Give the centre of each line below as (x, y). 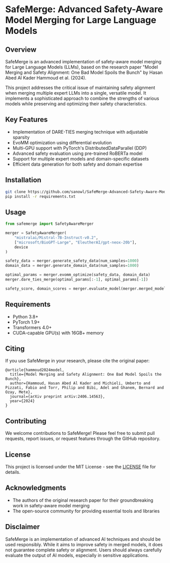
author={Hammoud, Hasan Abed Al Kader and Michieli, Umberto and (80, 383)
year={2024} (23, 401)
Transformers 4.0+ (32, 327)
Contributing (26, 421)
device (21, 247)
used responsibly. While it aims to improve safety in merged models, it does (84, 544)
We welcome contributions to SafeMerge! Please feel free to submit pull (80, 433)
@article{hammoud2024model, (35, 370)
